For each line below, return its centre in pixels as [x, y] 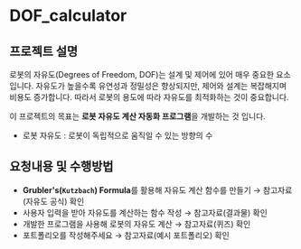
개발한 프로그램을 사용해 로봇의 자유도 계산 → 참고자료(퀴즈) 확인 [136, 224]
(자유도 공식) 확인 [53, 201]
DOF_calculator [68, 16]
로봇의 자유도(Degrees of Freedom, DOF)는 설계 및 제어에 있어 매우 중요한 [141, 74]
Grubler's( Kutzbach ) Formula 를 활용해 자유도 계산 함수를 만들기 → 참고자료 [157, 189]
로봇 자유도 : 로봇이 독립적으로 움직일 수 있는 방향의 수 [118, 135]
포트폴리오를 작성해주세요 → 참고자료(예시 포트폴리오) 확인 [126, 235]
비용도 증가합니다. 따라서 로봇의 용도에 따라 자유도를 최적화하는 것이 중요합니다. [149, 97]
